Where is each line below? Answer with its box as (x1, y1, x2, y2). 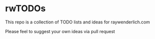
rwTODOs (5, 3, 46, 14)
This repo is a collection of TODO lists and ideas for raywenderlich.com (5, 19, 150, 25)
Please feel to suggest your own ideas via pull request (5, 28, 115, 34)
